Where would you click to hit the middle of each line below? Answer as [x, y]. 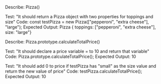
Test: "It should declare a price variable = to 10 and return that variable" [77, 51]
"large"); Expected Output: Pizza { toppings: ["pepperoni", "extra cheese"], [80, 27]
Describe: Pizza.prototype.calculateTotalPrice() [53, 42]
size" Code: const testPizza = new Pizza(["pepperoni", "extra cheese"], [77, 22]
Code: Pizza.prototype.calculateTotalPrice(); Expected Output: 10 [70, 56]
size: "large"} [18, 32]
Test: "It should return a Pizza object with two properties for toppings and [79, 16]
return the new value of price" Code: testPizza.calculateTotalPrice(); [74, 71]
